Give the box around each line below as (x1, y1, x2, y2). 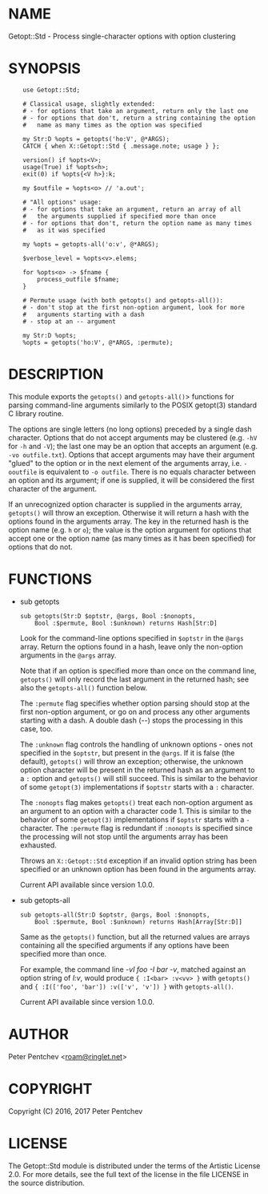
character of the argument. (8, 484, 98, 493)
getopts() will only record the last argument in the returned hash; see (19, 674, 250, 684)
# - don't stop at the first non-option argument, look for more (22, 303, 246, 311)
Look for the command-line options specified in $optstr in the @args (19, 633, 244, 642)
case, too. (19, 723, 54, 734)
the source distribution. (8, 1178, 86, 1188)
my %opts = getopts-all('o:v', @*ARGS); (22, 240, 159, 249)
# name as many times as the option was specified (22, 121, 202, 129)
